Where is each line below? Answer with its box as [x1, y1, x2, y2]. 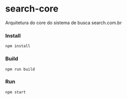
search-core [5, 3, 59, 15]
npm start [5, 89, 26, 94]
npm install [5, 44, 30, 49]
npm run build [5, 66, 35, 72]
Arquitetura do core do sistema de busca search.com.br [5, 20, 122, 26]
